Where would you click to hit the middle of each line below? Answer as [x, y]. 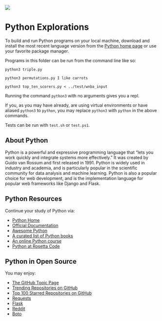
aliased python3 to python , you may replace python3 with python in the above [81, 110]
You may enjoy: [20, 273]
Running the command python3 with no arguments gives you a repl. [72, 95]
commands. [17, 115]
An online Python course [37, 241]
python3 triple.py [24, 69]
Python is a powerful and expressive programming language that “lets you [79, 152]
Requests [21, 298]
